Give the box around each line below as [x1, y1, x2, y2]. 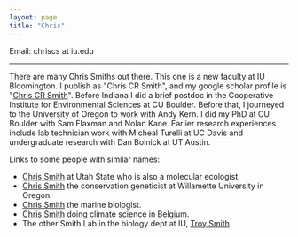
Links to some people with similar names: [9, 154, 161, 164]
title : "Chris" [9, 21, 66, 30]
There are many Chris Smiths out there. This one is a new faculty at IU [9, 71, 266, 81]
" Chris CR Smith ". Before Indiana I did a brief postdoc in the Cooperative [9, 89, 274, 100]
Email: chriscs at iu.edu [9, 45, 95, 56]
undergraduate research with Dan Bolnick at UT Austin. [9, 136, 211, 147]
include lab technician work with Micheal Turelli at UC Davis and [9, 127, 244, 138]
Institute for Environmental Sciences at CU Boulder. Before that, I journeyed [9, 99, 285, 110]
